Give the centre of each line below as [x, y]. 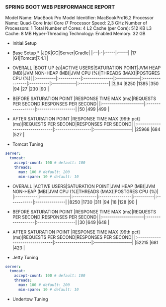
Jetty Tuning [25, 257]
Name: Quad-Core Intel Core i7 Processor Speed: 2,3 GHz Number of [76, 23]
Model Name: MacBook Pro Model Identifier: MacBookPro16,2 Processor [80, 18]
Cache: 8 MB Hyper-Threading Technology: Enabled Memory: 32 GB [75, 34]
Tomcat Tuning [28, 144]
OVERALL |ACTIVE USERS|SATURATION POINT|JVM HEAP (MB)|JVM [84, 186]
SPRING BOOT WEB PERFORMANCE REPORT [60, 7]
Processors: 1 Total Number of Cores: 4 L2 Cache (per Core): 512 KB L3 [79, 28]
